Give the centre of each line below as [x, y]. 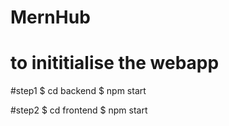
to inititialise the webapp [115, 63]
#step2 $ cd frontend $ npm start [79, 110]
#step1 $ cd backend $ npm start [78, 91]
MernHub [50, 17]
